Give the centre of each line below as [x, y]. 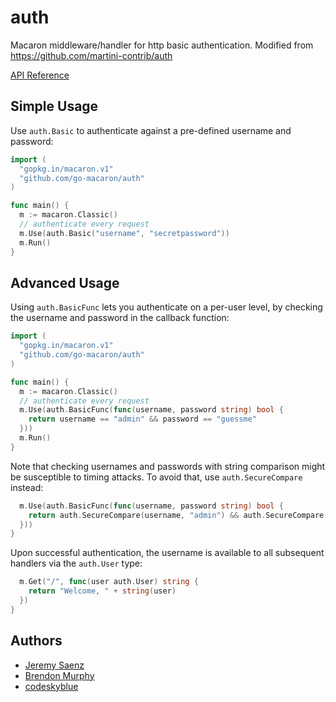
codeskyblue [51, 686]
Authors [36, 641]
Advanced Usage [65, 282]
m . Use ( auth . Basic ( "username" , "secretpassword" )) [124, 233]
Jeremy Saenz [54, 665]
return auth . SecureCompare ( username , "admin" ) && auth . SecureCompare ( [178, 515]
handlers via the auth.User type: [76, 563]
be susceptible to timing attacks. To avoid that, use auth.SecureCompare [156, 477]
